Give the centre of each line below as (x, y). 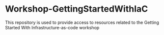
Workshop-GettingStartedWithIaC (77, 9)
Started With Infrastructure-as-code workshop (52, 27)
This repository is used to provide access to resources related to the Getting (82, 22)
